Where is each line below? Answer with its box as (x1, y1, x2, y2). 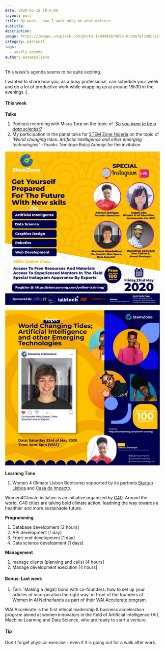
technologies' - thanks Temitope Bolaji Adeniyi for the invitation (12, 141, 141, 147)
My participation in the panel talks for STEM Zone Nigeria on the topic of (12, 131, 159, 137)
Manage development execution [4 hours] (12, 564, 97, 570)
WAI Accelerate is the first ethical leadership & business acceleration (5, 607, 144, 613)
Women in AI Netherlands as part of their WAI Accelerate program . (12, 597, 147, 603)
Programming (5, 515, 34, 521)
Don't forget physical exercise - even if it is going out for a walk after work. (5, 639, 157, 645)
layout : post (5, 13, 32, 18)
